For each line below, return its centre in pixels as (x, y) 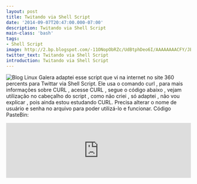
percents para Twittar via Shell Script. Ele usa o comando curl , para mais (95, 83)
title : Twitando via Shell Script (48, 17)
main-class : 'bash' (30, 33)
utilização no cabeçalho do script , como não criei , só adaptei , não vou (93, 96)
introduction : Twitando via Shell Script (57, 60)
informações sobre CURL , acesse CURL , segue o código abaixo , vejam (94, 90)
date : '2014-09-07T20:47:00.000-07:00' (55, 22)
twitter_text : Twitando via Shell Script (57, 55)
